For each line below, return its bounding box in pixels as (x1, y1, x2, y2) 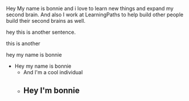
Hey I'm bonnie (23, 86, 80, 96)
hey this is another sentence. (6, 29, 76, 36)
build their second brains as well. (6, 18, 86, 24)
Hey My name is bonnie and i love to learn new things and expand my (6, 5, 174, 12)
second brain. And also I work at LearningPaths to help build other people (6, 11, 184, 18)
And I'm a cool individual (23, 69, 83, 75)
